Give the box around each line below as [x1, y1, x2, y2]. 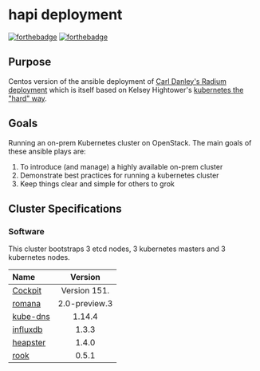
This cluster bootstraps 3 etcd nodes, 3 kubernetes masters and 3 [8, 244, 226, 253]
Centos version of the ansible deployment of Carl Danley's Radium [8, 76, 227, 86]
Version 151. [61, 285, 110, 297]
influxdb [12, 324, 43, 335]
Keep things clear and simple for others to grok [19, 178, 175, 189]
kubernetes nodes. [8, 253, 70, 262]
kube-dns [12, 311, 50, 322]
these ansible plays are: [8, 146, 86, 156]
